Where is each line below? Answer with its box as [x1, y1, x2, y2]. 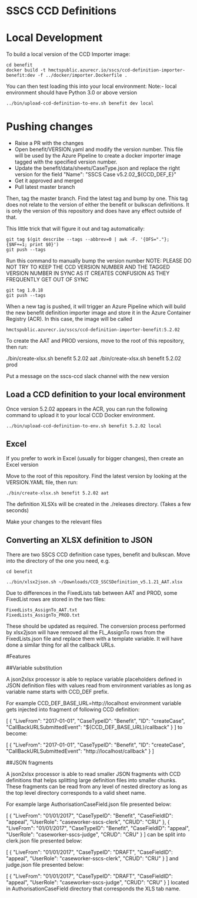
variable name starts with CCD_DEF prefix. [6, 688, 109, 695]
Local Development [6, 31, 103, 45]
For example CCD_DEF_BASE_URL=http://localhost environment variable [6, 699, 182, 706]
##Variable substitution [6, 664, 63, 671]
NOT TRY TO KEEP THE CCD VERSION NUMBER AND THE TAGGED [6, 264, 171, 271]
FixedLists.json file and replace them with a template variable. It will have [6, 635, 183, 642]
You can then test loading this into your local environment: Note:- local [6, 83, 177, 90]
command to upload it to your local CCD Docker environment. [6, 411, 155, 418]
